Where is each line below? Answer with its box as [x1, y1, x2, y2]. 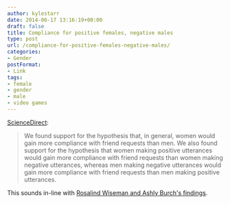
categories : [7, 49, 41, 56]
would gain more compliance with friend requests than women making [23, 153, 223, 161]
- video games [7, 100, 48, 106]
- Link [7, 67, 26, 74]
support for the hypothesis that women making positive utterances [23, 146, 213, 155]
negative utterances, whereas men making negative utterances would [23, 161, 222, 169]
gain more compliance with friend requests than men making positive [23, 168, 220, 176]
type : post [7, 36, 38, 43]
